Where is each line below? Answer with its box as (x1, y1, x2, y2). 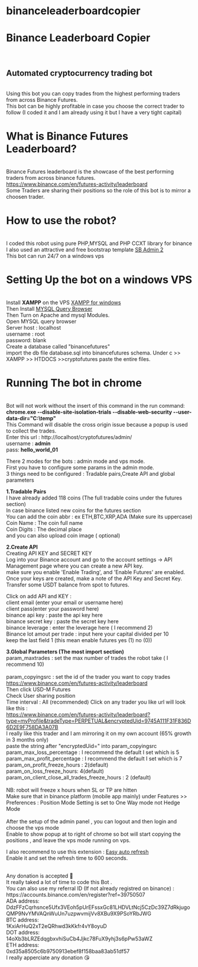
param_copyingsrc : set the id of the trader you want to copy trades (6, 673, 170, 680)
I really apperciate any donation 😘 (6, 954, 90, 961)
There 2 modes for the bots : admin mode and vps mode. (6, 457, 145, 465)
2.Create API (6, 543, 38, 550)
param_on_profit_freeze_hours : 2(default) (6, 761, 109, 768)
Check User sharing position (6, 692, 76, 699)
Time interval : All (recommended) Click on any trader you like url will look (6, 698, 186, 705)
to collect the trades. (6, 427, 57, 434)
